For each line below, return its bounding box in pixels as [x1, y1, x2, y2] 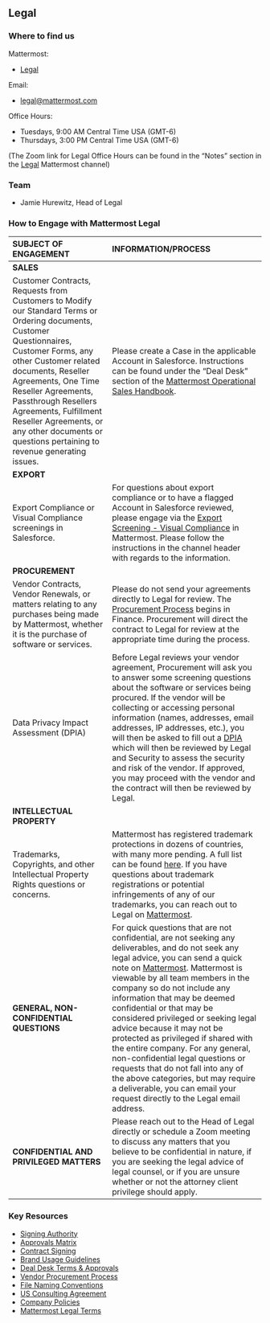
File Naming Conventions [19, 1280, 104, 1289]
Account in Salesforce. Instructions [112, 355, 244, 367]
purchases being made [12, 608, 99, 620]
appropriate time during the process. [112, 634, 251, 645]
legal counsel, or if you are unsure [112, 1166, 240, 1178]
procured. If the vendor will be [112, 692, 226, 703]
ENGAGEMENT [12, 248, 70, 260]
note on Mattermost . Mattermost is [112, 962, 243, 973]
